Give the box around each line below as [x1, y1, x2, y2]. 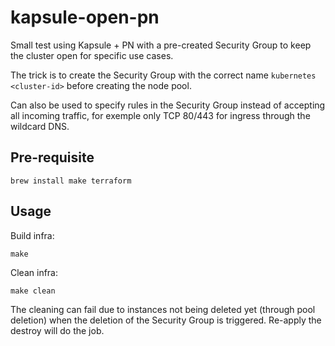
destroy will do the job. [10, 324, 105, 336]
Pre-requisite [10, 149, 95, 166]
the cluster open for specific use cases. [10, 49, 174, 61]
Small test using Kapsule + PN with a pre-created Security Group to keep [10, 39, 312, 51]
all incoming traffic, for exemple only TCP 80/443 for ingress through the [10, 109, 311, 121]
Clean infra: [10, 266, 58, 278]
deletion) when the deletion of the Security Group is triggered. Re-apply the [10, 314, 322, 326]
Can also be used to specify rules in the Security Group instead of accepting [10, 99, 326, 111]
